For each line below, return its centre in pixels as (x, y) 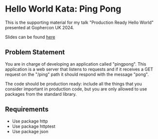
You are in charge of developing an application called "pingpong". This (76, 64)
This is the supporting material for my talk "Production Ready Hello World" (79, 22)
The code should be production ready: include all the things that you (73, 84)
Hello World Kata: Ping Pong (63, 9)
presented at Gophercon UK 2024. (40, 27)
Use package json (30, 131)
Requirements (27, 110)
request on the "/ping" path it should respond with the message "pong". (77, 74)
